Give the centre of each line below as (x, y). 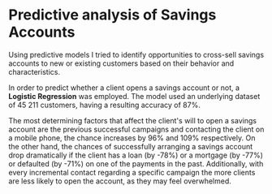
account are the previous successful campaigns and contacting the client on (136, 129)
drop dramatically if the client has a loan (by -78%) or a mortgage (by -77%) (136, 155)
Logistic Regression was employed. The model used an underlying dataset (134, 96)
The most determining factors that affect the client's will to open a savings (133, 120)
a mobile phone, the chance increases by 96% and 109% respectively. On (132, 138)
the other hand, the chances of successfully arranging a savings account (131, 146)
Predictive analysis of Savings (112, 15)
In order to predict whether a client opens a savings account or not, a (124, 88)
